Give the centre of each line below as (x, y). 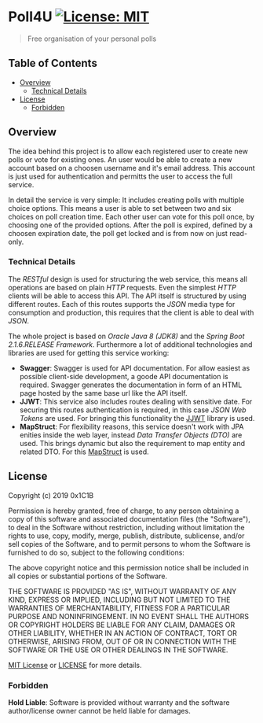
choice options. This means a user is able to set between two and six (120, 208)
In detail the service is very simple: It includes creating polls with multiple (126, 200)
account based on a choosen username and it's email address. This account (131, 168)
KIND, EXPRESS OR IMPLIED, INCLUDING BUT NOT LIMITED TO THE (119, 599)
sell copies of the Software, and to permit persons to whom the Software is (130, 544)
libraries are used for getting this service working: (89, 352)
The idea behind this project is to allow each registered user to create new (128, 151)
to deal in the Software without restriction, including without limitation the (126, 527)
